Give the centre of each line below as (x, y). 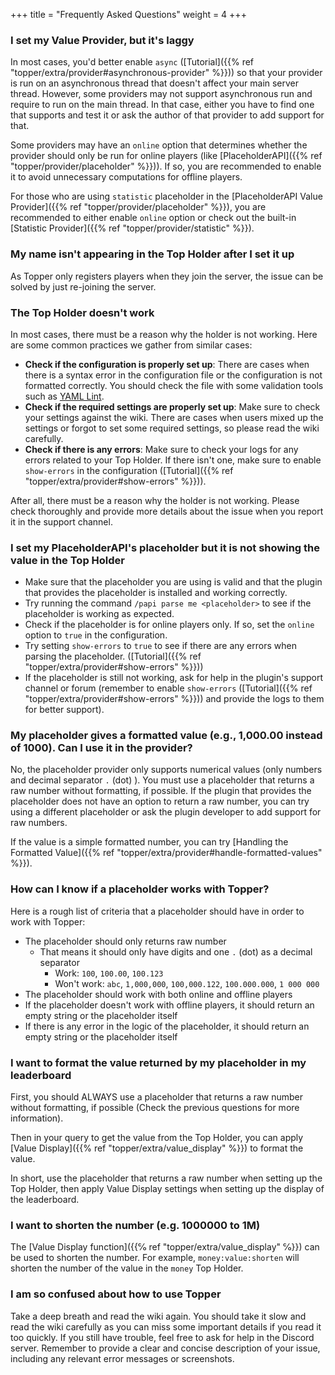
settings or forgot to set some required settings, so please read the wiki (172, 428)
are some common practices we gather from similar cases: (131, 345)
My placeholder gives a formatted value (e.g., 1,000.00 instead (166, 736)
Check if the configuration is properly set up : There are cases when (167, 364)
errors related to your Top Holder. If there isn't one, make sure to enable (173, 460)
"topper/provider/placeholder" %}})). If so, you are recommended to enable (166, 166)
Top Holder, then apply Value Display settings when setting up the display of (167, 1189)
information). (37, 1118)
